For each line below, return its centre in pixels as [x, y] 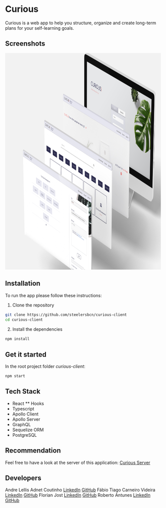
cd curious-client [24, 320]
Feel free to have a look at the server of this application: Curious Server [78, 462]
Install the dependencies [37, 329]
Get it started [26, 354]
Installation [23, 283]
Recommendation [33, 451]
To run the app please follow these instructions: [54, 295]
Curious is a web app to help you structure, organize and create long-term [81, 23]
